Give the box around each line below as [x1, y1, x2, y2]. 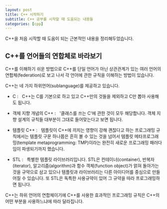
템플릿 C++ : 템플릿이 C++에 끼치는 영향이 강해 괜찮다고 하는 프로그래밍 [12, 127, 156, 133]
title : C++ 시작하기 [5, 12, 44, 17]
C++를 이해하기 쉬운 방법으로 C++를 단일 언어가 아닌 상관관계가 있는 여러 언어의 [5, 66, 162, 72]
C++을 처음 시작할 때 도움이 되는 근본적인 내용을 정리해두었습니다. [5, 35, 134, 41]
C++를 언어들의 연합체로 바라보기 [5, 51, 102, 60]
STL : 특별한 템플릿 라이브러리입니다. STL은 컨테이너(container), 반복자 [12, 156, 155, 162]
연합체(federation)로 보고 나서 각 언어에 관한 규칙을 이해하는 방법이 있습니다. [5, 72, 155, 78]
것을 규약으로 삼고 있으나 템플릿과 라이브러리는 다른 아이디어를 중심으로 [12, 169, 151, 175]
